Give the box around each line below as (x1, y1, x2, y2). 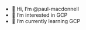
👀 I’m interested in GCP (11, 12, 68, 18)
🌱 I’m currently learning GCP (11, 18, 81, 24)
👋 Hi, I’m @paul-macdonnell (11, 6, 79, 12)
